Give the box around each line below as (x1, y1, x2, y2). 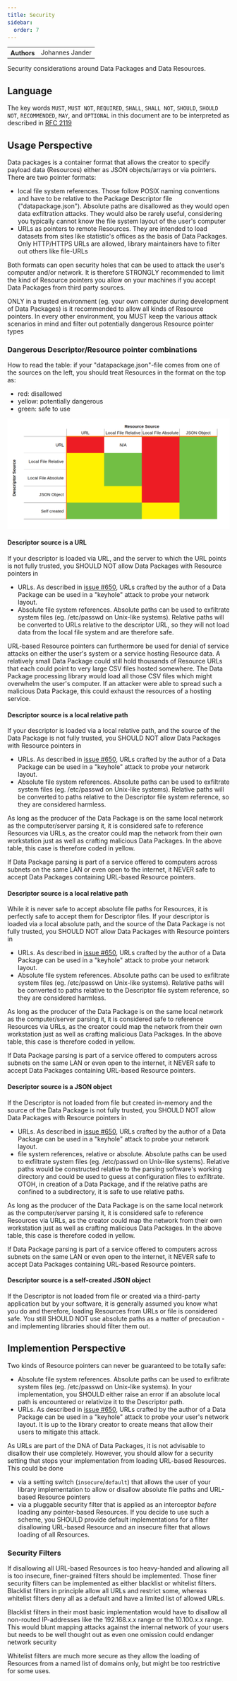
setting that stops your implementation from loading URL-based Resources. (7, 1456, 227, 1465)
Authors (10, 48, 35, 57)
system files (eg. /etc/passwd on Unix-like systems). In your (17, 1382, 193, 1391)
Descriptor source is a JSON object (7, 1083, 113, 1091)
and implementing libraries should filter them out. (7, 1321, 150, 1330)
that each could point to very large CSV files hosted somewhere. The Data (7, 664, 224, 673)
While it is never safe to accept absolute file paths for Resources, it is (7, 905, 208, 913)
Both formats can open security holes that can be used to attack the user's (7, 261, 225, 269)
